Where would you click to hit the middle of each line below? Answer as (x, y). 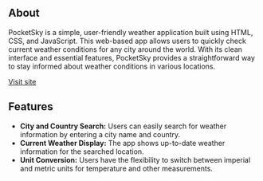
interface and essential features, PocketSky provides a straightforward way (131, 57)
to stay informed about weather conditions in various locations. (112, 66)
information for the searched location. (82, 151)
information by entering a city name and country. (100, 134)
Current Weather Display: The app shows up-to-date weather (122, 143)
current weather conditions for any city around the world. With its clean (126, 49)
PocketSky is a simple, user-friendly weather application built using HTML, (131, 32)
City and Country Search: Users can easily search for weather (123, 126)
